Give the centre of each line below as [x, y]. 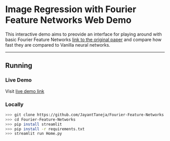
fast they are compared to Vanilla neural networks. [58, 45]
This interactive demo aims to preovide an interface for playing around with [83, 34]
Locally [14, 104]
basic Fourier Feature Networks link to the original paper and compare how [83, 40]
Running [19, 66]
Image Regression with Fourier [71, 9]
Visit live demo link [25, 91]
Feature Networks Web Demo [68, 20]
